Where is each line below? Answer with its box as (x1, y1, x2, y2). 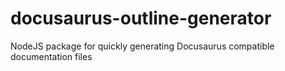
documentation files (10, 50, 93, 62)
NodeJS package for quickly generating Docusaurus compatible (10, 40, 275, 52)
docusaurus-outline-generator (10, 7, 272, 30)
